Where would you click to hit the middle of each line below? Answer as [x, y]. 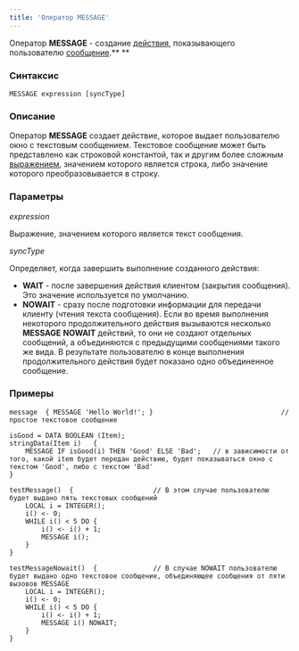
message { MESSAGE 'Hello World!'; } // [149, 412]
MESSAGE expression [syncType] [67, 94]
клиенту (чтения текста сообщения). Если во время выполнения [145, 314]
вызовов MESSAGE [39, 584]
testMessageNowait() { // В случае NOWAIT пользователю [143, 568]
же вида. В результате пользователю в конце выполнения [133, 351]
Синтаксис [34, 75]
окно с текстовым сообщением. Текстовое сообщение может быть [137, 145]
